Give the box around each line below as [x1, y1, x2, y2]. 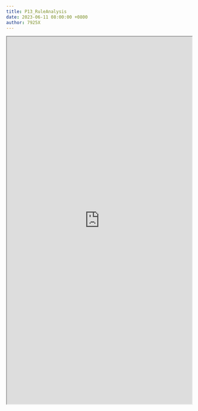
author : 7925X [6, 19, 41, 25]
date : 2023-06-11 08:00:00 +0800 [6, 14, 88, 20]
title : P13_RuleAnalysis [6, 8, 67, 15]
